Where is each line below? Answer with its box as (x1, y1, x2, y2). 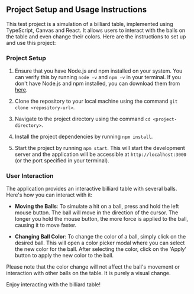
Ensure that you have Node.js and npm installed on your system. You (14, 67, 183, 74)
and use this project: (6, 39, 56, 46)
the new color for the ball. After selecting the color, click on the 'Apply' (14, 246, 187, 253)
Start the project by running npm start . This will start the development (14, 145, 185, 152)
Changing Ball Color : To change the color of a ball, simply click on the (14, 233, 186, 240)
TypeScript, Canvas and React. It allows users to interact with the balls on (6, 27, 186, 34)
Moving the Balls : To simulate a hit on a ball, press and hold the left (14, 203, 179, 210)
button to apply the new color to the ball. (14, 252, 114, 259)
